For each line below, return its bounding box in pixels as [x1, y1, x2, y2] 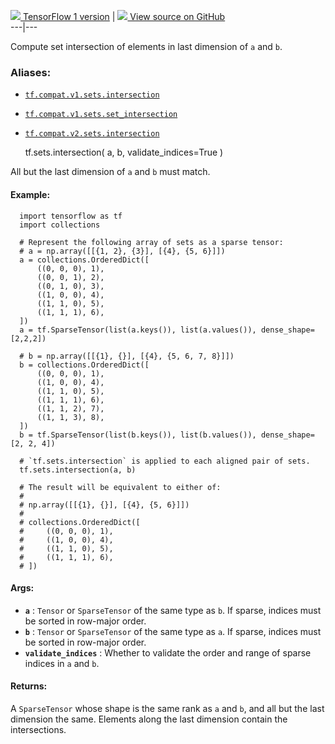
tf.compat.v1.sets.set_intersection [24, 110, 178, 120]
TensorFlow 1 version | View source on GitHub [22, 11, 226, 22]
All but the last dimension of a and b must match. [10, 166, 211, 178]
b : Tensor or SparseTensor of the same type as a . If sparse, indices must [24, 625, 322, 637]
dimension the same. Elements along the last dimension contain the [10, 713, 288, 725]
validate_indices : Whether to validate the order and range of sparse [24, 646, 312, 659]
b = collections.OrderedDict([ [19, 360, 150, 370]
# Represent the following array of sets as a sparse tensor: [19, 237, 284, 247]
